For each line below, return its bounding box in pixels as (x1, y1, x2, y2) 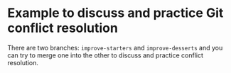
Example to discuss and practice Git (7, 5, 224, 21)
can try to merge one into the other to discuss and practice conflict (7, 51, 204, 60)
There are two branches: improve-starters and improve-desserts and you (7, 43, 223, 52)
